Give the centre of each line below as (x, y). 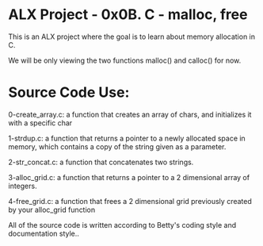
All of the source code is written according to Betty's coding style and (122, 225)
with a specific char (40, 123)
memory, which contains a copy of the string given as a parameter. (117, 146)
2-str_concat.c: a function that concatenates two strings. (101, 162)
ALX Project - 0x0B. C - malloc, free (128, 15)
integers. (23, 186)
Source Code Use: (69, 92)
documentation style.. (44, 233)
